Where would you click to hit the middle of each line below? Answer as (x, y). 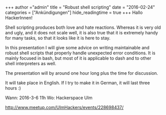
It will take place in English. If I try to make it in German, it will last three (78, 83)
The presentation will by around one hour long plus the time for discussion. (82, 73)
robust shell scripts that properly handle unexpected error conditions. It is (80, 53)
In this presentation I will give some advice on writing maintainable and (77, 48)
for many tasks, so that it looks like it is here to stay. (58, 38)
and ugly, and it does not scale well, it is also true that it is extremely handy (82, 33)
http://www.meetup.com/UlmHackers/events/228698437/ (64, 107)
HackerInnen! (19, 18)
